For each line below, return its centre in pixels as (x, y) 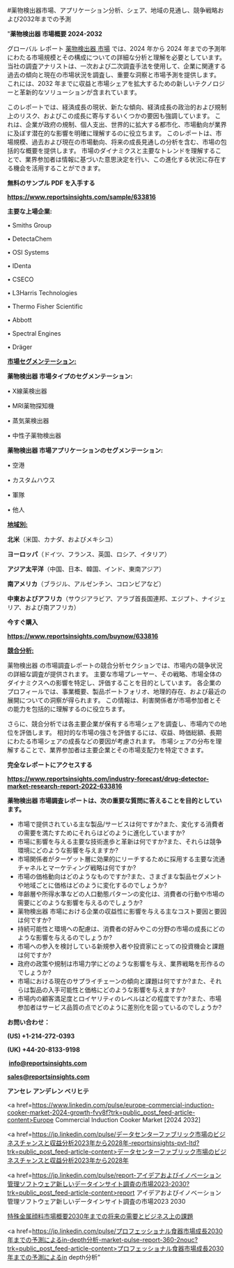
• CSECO (21, 279)
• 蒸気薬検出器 (28, 420)
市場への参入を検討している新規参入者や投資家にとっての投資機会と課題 (121, 946)
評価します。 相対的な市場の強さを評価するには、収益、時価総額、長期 (120, 732)
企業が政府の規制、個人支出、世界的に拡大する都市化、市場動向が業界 (126, 125)
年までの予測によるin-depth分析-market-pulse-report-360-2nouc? (103, 1240)
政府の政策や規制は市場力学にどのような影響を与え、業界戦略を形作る (118, 964)
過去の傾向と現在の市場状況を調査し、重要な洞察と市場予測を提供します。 (114, 75)
